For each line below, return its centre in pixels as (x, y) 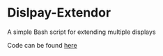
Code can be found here (42, 45)
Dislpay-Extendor (59, 13)
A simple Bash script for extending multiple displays (81, 32)
